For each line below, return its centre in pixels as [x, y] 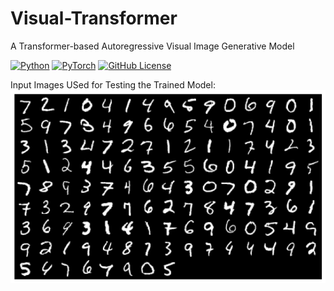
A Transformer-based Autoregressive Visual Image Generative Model [152, 46]
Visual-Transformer [94, 18]
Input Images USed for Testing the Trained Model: [113, 84]
